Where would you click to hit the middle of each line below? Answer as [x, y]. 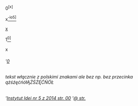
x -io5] [11, 18]
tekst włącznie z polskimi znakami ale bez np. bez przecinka [69, 77]
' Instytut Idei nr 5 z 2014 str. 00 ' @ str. [45, 98]
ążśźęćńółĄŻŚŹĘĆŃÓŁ [30, 82]
